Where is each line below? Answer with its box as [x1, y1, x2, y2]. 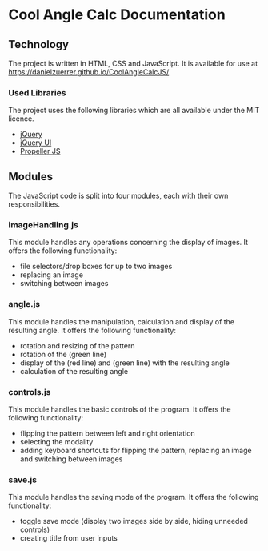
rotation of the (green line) [19, 349, 107, 359]
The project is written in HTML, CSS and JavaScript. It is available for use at [8, 58, 258, 68]
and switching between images [19, 454, 123, 464]
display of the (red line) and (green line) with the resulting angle [19, 358, 230, 368]
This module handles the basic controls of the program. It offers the [8, 404, 232, 414]
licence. [8, 114, 34, 123]
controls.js [8, 386, 51, 397]
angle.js [8, 299, 41, 310]
